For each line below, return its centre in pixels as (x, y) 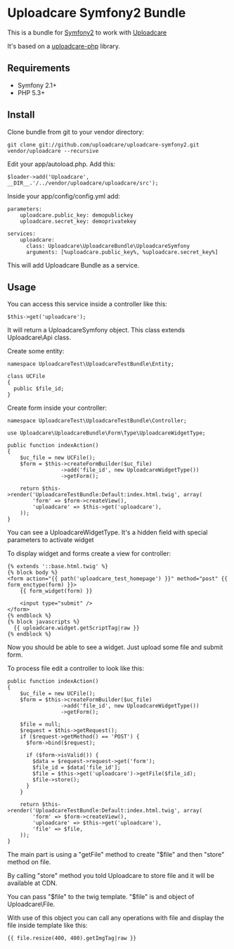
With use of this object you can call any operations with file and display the (116, 918)
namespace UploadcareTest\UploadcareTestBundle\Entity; (91, 364)
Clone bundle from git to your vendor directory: (76, 132)
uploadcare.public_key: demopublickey (77, 215)
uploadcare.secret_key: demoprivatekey (78, 221)
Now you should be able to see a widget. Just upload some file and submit (115, 647)
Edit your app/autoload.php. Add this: (61, 164)
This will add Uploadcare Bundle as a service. (73, 265)
